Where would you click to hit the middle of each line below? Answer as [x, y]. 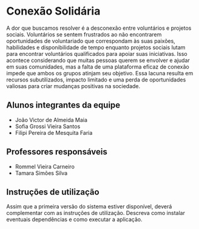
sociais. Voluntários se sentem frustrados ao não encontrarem [84, 34]
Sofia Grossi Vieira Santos [48, 126]
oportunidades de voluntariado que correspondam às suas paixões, [91, 41]
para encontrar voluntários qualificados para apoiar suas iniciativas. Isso [97, 53]
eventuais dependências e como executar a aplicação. [74, 219]
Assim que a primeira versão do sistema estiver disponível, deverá [89, 207]
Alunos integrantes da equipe [63, 105]
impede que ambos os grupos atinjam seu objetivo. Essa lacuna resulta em [100, 73]
